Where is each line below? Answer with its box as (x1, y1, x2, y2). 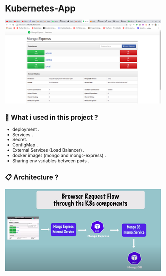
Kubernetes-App (5, 3, 76, 14)
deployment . (12, 126, 40, 132)
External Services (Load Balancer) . (12, 147, 85, 153)
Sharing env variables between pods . (12, 158, 90, 164)
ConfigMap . (12, 142, 38, 148)
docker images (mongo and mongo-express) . (12, 152, 106, 159)
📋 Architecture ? (5, 173, 59, 181)
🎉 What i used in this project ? (5, 113, 98, 122)
